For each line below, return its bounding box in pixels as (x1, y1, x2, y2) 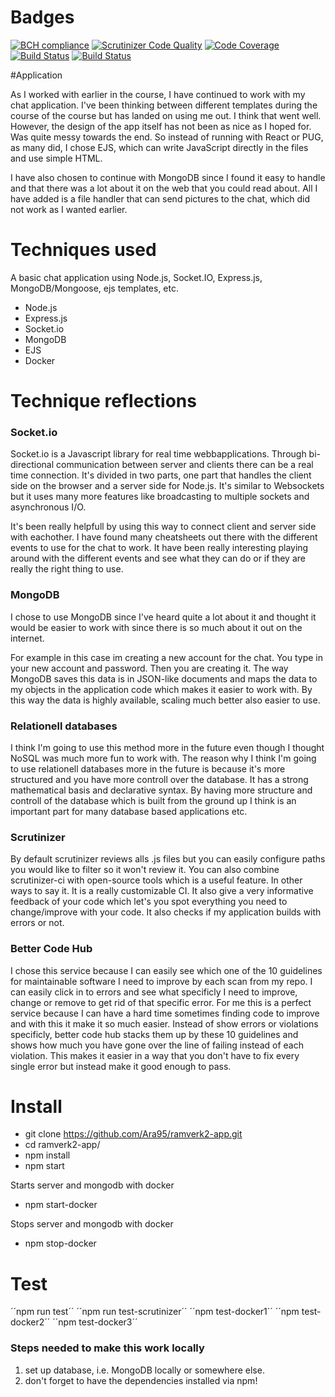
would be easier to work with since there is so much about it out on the (10, 621, 303, 633)
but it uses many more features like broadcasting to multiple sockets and (10, 491, 310, 503)
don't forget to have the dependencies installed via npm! (24, 1374, 258, 1386)
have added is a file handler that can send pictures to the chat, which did (10, 192, 311, 205)
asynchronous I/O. (10, 501, 87, 513)
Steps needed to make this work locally (10, 1341, 205, 1355)
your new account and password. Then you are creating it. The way (10, 662, 289, 674)
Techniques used (10, 239, 157, 261)
